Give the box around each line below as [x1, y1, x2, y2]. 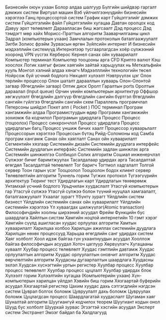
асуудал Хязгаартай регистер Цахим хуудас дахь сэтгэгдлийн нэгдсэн [5, 283, 156, 289]
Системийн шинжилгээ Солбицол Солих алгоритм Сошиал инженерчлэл [5, 152, 160, 158]
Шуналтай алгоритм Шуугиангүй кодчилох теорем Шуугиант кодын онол [5, 299, 160, 305]
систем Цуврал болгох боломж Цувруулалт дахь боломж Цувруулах [5, 288, 151, 294]
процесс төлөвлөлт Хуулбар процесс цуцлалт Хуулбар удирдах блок [5, 267, 152, 273]
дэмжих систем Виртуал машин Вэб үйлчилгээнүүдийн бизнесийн [5, 9, 147, 15]
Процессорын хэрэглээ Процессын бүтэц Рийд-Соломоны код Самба [5, 131, 155, 136]
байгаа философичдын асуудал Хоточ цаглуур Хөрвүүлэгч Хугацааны [5, 241, 153, 247]
